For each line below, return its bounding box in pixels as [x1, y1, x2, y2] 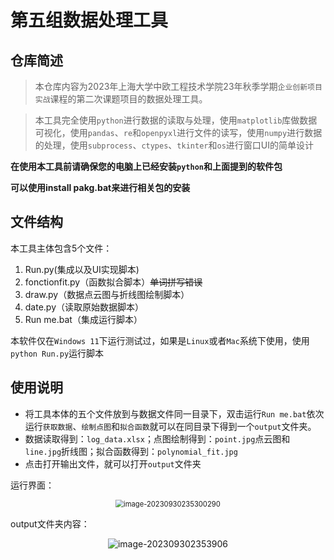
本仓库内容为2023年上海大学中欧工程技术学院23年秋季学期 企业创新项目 [34, 81, 323, 92]
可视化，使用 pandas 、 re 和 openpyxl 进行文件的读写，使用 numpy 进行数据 [34, 127, 323, 138]
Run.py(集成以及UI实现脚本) [24, 263, 140, 275]
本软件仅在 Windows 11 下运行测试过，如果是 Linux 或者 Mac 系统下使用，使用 [10, 334, 310, 346]
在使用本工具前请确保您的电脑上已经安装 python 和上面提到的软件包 [10, 161, 283, 172]
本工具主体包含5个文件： [10, 242, 113, 254]
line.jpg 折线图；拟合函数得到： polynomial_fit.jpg [24, 445, 238, 457]
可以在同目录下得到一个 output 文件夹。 [158, 420, 317, 432]
